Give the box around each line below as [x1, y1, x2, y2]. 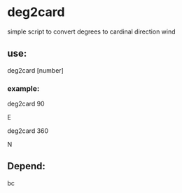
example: [7, 83, 40, 93]
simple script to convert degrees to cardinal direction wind [7, 27, 176, 36]
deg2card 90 [7, 99, 45, 108]
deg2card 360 [7, 127, 49, 135]
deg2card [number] [7, 66, 64, 74]
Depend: [7, 160, 45, 172]
